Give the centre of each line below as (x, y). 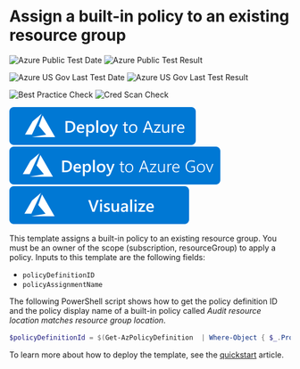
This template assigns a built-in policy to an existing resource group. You (143, 238)
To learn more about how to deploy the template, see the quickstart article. (146, 355)
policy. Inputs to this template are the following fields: (107, 257)
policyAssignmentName (62, 284)
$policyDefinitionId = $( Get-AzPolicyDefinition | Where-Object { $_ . (145, 337)
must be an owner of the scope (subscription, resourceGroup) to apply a (143, 248)
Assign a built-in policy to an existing (150, 16)
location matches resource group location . (88, 320)
